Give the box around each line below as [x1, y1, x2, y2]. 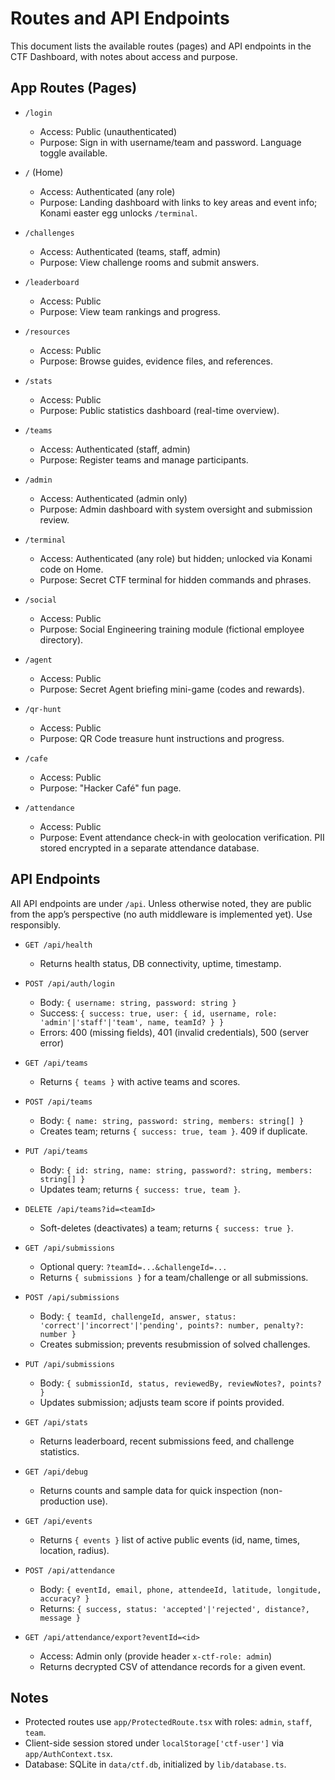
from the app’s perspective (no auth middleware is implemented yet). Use [10, 908, 313, 920]
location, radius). [39, 1544, 110, 1556]
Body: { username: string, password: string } [39, 996, 237, 1008]
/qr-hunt [24, 704, 62, 714]
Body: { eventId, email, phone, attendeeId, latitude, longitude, [39, 1583, 322, 1595]
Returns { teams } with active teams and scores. [39, 1075, 241, 1087]
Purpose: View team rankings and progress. [39, 305, 221, 317]
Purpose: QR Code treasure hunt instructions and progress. [39, 732, 285, 744]
